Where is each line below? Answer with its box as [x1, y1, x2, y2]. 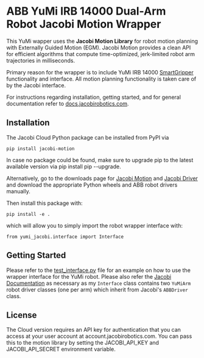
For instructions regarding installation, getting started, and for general [6, 93, 181, 101]
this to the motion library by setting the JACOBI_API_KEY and [6, 339, 160, 346]
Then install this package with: [6, 199, 83, 207]
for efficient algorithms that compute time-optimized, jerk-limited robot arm [6, 50, 195, 57]
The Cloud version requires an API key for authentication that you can [6, 326, 181, 334]
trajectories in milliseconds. [6, 57, 76, 64]
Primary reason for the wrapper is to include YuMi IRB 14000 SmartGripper [6, 68, 194, 76]
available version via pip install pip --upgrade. [6, 163, 121, 170]
